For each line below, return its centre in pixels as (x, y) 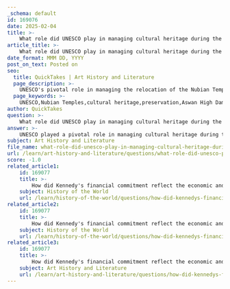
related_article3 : (33, 243)
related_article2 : (33, 205)
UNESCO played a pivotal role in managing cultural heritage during (119, 134)
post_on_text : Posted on (42, 64)
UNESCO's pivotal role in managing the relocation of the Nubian (115, 90)
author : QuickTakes (35, 109)
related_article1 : (33, 166)
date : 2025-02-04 (32, 26)
